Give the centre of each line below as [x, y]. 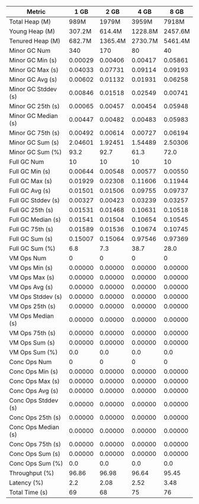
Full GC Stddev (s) [35, 200]
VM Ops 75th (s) [33, 333]
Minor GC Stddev [33, 89]
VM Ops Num [28, 258]
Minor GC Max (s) [34, 70]
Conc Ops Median [34, 427]
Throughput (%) [32, 473]
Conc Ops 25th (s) [35, 417]
